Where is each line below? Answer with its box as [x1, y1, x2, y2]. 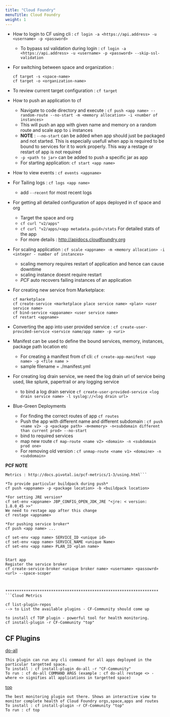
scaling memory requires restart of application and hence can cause [20, 261, 164, 267]
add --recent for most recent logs [20, 190, 92, 196]
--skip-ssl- [134, 51, 160, 56]
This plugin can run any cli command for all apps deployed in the [5, 658, 152, 663]
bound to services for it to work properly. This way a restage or [20, 144, 154, 150]
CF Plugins [5, 634, 40, 642]
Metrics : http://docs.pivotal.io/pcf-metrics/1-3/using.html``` [5, 473, 147, 478]
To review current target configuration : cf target [12, 87, 117, 94]
